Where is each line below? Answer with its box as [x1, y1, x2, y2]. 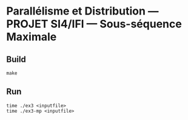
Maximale [6, 30, 57, 44]
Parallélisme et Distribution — [6, 4, 159, 18]
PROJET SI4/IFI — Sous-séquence [6, 17, 182, 31]
